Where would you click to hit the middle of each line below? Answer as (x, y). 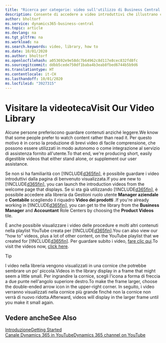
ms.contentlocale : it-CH (31, 74)
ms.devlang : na (21, 33)
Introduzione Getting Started (33, 330)
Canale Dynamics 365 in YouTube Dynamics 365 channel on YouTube (75, 335)
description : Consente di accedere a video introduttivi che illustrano (82, 14)
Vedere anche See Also (41, 318)
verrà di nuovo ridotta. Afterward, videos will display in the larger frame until (82, 297)
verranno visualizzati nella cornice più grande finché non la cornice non (78, 292)
